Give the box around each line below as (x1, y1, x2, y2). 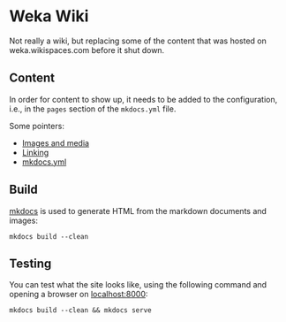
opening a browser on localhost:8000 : (9, 289, 148, 300)
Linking (21, 147, 49, 157)
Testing (9, 256, 52, 271)
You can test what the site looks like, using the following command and (9, 280, 267, 290)
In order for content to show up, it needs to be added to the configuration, (9, 94, 278, 104)
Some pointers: (9, 120, 64, 131)
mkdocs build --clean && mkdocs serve (9, 306, 152, 315)
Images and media (21, 137, 90, 148)
